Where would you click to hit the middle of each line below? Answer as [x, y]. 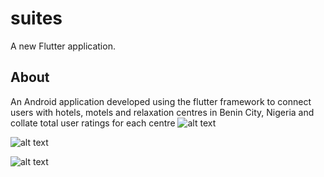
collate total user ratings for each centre [93, 123]
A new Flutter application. [63, 46]
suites [36, 18]
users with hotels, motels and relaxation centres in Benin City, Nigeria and [162, 112]
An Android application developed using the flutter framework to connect [161, 101]
